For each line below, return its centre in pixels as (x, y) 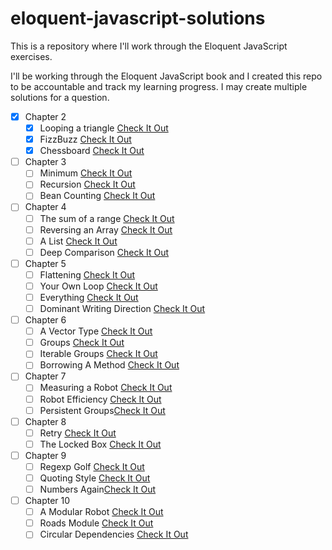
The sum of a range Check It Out (107, 218)
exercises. (31, 56)
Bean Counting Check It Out (97, 196)
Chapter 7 (45, 376)
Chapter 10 (47, 501)
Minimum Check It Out (86, 173)
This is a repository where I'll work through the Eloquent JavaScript (149, 46)
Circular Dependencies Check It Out (114, 534)
